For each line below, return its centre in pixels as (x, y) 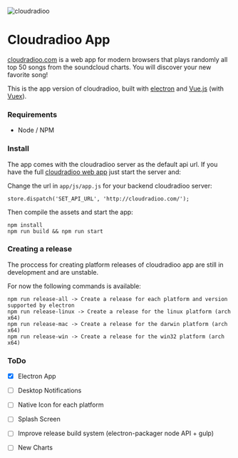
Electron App (37, 376)
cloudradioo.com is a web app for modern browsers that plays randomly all (118, 59)
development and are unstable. (53, 272)
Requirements (32, 114)
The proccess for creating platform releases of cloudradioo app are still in (115, 265)
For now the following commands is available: (74, 286)
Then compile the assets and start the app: (70, 212)
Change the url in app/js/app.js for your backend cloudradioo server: (110, 185)
